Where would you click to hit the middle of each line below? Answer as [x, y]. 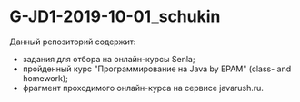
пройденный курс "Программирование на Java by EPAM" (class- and [157, 69]
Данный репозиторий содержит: [73, 42]
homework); [45, 78]
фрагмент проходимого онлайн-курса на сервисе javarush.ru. [143, 88]
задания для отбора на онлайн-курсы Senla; [109, 59]
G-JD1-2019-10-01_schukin [115, 17]
